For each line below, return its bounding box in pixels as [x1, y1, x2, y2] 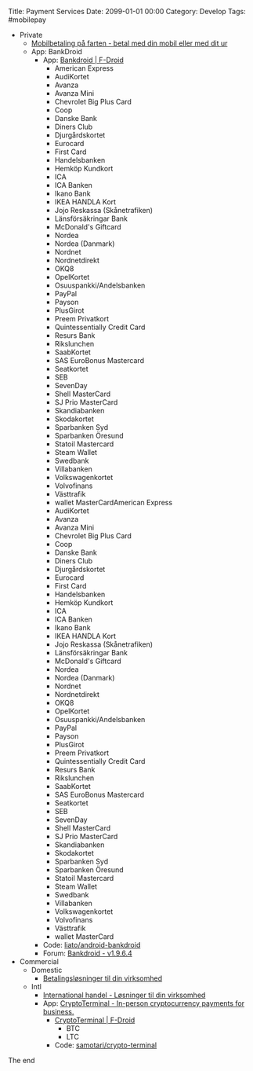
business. [42, 1007, 74, 1016]
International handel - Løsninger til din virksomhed [42, 990, 206, 999]
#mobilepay [8, 15, 47, 24]
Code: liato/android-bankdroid [42, 941, 141, 949]
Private [19, 31, 43, 39]
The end [8, 1056, 35, 1065]
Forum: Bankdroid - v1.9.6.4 [42, 948, 133, 958]
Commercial [19, 957, 59, 966]
